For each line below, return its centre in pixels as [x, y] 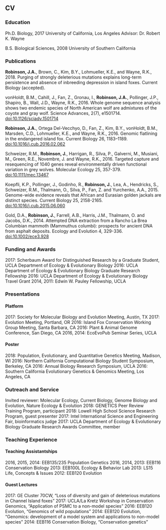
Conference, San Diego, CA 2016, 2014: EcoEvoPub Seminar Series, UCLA [81, 333]
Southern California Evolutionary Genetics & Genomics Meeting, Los [75, 371]
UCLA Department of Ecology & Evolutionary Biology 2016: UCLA [72, 265]
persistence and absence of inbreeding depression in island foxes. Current [81, 82]
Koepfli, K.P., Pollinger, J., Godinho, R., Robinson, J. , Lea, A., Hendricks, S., [82, 184]
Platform [14, 306]
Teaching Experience [31, 439]
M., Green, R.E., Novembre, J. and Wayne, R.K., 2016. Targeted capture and [82, 159]
